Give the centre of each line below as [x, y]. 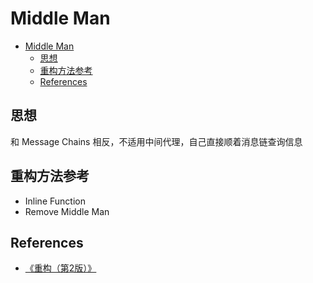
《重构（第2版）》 [60, 268]
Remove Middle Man [67, 211]
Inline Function [55, 201]
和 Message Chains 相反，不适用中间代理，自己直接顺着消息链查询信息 [156, 141]
